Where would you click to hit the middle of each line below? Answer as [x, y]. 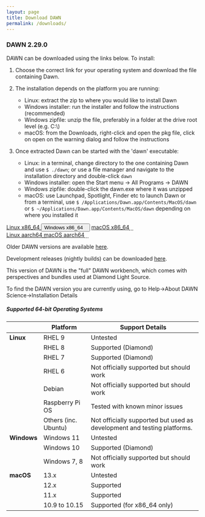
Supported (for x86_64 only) [132, 505]
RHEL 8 [54, 348]
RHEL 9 [54, 337]
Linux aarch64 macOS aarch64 [45, 235]
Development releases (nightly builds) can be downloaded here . [87, 258]
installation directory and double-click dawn [78, 176]
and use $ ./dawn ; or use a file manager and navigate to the [99, 169]
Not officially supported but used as [142, 420]
